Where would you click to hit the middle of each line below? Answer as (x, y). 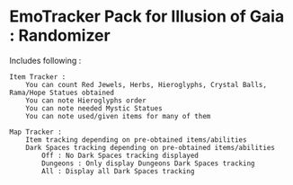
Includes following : (45, 60)
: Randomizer (60, 35)
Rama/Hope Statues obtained (62, 92)
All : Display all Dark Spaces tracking (118, 171)
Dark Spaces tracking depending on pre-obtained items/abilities (151, 147)
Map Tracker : (36, 132)
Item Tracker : (38, 77)
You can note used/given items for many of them (118, 116)
